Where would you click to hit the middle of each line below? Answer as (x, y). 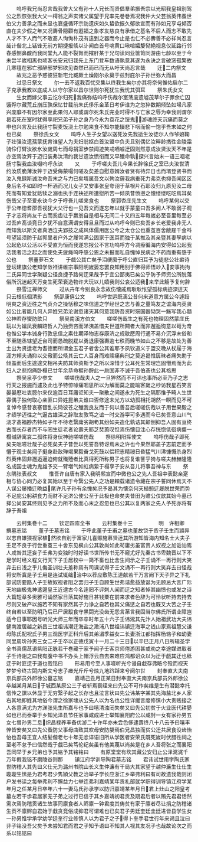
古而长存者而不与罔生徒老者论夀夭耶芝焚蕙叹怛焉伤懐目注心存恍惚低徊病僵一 (99, 429)
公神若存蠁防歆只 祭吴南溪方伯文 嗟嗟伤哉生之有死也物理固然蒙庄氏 (98, 319)
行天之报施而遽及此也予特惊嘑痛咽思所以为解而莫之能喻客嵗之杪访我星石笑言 (99, 385)
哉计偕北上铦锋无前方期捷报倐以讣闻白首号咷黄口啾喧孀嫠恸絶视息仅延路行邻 (99, 45)
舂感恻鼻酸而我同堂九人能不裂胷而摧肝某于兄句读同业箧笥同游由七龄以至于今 (99, 53)
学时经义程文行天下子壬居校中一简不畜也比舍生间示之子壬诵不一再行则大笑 (101, 560)
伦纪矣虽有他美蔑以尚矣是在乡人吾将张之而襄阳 (135, 745)
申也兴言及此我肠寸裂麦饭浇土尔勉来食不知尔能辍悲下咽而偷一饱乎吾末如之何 (99, 127)
